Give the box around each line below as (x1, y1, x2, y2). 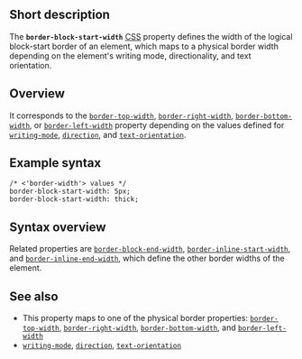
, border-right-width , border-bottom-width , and (59, 322, 236, 333)
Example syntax (9, 155, 102, 170)
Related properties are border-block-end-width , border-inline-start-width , (9, 244, 291, 254)
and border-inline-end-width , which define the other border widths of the (9, 253, 286, 264)
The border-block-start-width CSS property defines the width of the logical (9, 31, 293, 41)
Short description (9, 7, 111, 23)
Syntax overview (9, 219, 106, 235)
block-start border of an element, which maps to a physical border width (9, 41, 279, 51)
